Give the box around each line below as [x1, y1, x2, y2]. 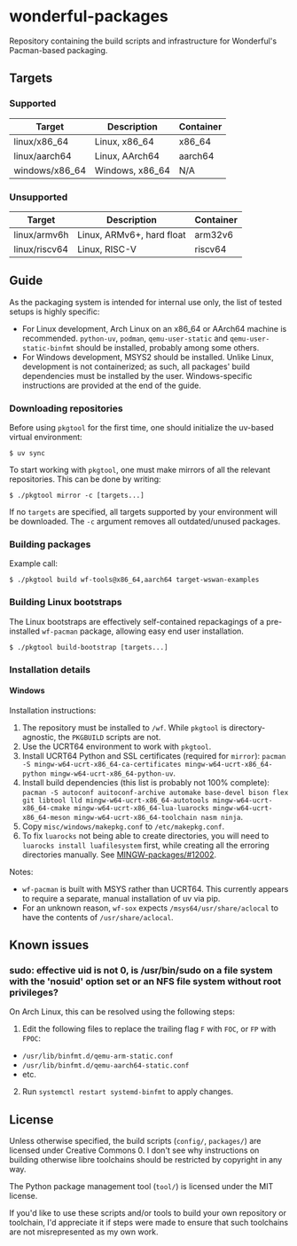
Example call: [9, 558, 59, 569]
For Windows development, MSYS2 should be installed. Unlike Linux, [21, 351, 274, 362]
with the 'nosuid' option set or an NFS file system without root [9, 975, 282, 988]
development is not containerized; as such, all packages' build [21, 361, 250, 372]
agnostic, [21, 731, 57, 742]
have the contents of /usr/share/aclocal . [21, 911, 175, 922]
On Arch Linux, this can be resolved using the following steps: [9, 1006, 235, 1017]
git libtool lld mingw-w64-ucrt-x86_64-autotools [21, 796, 210, 805]
